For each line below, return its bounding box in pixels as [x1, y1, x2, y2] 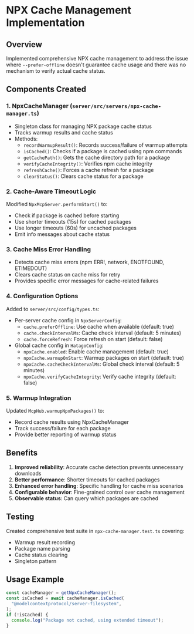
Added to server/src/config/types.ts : [6, 305, 100, 312]
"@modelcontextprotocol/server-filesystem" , [11, 601, 122, 607]
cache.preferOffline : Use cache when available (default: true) [23, 323, 175, 330]
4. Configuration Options [6, 292, 79, 300]
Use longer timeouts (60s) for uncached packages [14, 224, 137, 231]
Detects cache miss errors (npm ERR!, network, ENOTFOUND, [14, 259, 165, 266]
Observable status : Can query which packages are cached [14, 494, 159, 502]
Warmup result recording [14, 538, 75, 546]
